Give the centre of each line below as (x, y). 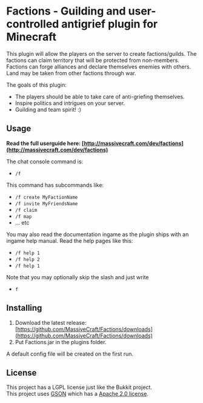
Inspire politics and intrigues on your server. (70, 103)
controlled (33, 24)
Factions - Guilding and (66, 11)
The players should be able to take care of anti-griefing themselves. (100, 97)
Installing (24, 308)
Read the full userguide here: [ (45, 143)
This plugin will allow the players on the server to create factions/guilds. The (101, 53)
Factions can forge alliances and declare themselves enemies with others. (99, 66)
